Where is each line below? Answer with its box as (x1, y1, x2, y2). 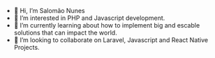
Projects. (13, 43, 40, 51)
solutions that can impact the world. (13, 28, 117, 37)
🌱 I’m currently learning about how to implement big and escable (13, 21, 200, 29)
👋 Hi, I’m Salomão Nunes (13, 7, 85, 14)
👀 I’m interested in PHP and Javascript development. (13, 14, 165, 22)
